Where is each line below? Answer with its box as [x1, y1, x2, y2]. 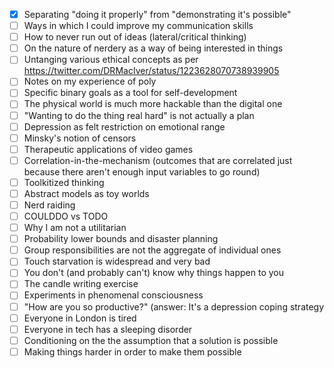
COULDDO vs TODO [23, 210, 109, 222]
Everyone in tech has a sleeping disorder [23, 323, 193, 335]
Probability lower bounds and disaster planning [23, 233, 219, 245]
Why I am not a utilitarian [23, 222, 127, 234]
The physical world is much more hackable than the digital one [23, 98, 283, 110]
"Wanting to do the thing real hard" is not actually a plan [23, 109, 255, 121]
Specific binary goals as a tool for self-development [23, 87, 238, 99]
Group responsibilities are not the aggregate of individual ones [23, 244, 282, 256]
